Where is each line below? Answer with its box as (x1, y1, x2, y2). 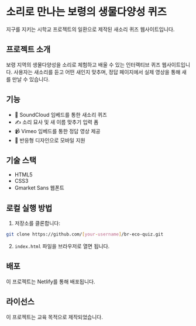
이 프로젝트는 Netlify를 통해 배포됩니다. (6, 278, 95, 285)
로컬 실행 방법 (6, 203, 53, 213)
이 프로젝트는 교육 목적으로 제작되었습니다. (6, 313, 104, 320)
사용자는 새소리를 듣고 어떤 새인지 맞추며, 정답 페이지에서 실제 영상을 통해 (13, 68, 181, 75)
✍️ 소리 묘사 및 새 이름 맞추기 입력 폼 (14, 118, 99, 126)
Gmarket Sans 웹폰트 (14, 185, 64, 192)
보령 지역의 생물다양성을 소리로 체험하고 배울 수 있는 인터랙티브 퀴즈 (6, 61, 161, 68)
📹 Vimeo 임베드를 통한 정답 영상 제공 (14, 127, 101, 134)
